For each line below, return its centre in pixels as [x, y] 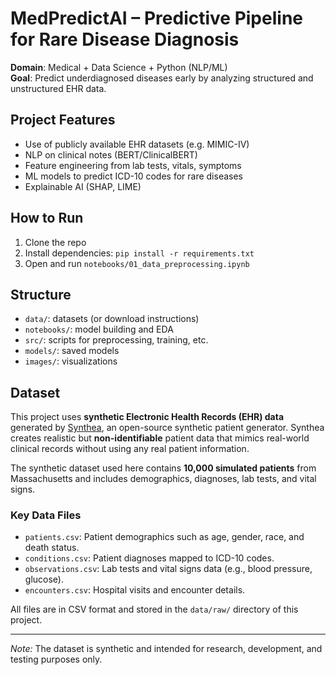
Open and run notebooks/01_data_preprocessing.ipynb [137, 263]
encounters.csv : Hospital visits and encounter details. [135, 590]
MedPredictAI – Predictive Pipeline [156, 18]
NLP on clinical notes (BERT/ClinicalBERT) [111, 154]
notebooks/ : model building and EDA [99, 329]
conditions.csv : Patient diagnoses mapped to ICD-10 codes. [149, 558]
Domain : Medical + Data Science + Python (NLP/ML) [119, 67]
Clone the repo [55, 242]
